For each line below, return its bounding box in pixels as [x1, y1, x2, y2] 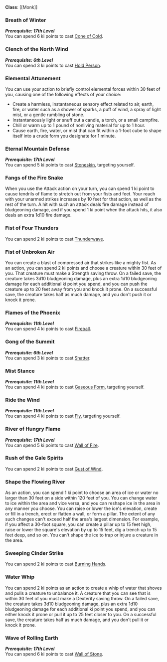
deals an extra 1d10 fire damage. [5, 212, 72, 218]
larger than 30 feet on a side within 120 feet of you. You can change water [5, 495, 158, 501]
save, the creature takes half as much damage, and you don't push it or [5, 292, 152, 298]
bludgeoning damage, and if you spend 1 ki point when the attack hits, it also [5, 207, 163, 213]
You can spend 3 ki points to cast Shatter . [5, 355, 91, 361]
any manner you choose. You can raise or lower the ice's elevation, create [5, 505, 157, 511]
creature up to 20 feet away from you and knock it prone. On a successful [5, 286, 157, 292]
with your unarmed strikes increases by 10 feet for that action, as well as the [5, 196, 162, 202]
